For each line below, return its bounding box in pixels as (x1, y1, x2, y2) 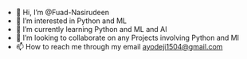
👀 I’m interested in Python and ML (15, 16, 127, 26)
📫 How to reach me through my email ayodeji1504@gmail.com (15, 42, 223, 51)
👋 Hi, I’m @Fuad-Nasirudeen (15, 8, 110, 17)
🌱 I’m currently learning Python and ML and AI (15, 25, 167, 33)
